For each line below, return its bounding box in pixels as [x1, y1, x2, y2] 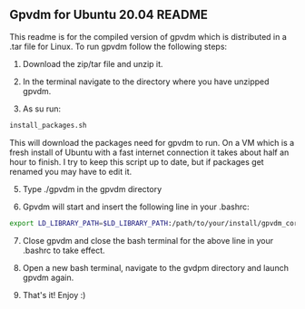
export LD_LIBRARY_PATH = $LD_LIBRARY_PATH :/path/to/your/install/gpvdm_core [9, 218, 302, 227]
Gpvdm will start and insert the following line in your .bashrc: [22, 201, 250, 212]
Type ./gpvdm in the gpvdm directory [22, 183, 162, 194]
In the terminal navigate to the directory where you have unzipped [22, 76, 270, 87]
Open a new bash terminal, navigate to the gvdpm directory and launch [22, 262, 289, 273]
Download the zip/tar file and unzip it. [22, 58, 163, 69]
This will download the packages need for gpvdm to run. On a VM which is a [9, 137, 295, 148]
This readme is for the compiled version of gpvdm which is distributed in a [9, 31, 288, 42]
